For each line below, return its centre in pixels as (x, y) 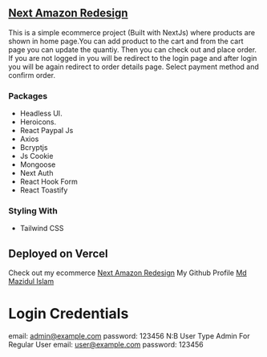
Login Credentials (69, 314)
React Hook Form (49, 182)
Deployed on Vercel (58, 253)
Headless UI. (41, 114)
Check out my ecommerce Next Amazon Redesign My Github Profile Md (127, 273)
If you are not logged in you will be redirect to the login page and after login (133, 58)
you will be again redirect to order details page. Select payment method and (133, 67)
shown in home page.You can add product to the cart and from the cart (126, 41)
